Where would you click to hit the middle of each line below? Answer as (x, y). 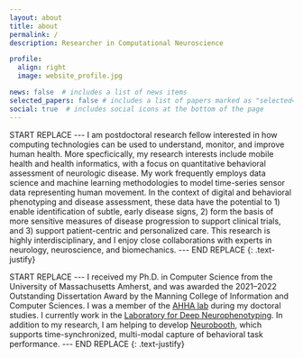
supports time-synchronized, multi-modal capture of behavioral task (136, 334)
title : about (34, 26)
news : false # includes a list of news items (98, 92)
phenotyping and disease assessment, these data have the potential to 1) (145, 202)
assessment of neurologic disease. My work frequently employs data (138, 173)
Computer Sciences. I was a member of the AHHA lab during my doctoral (145, 305)
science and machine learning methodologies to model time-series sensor (147, 182)
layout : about (36, 18)
